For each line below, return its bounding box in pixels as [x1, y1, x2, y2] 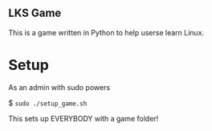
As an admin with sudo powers [8, 82, 111, 92]
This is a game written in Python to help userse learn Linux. [8, 27, 205, 37]
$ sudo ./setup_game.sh [8, 98, 88, 108]
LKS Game [8, 6, 62, 20]
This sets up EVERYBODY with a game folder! [8, 113, 159, 123]
